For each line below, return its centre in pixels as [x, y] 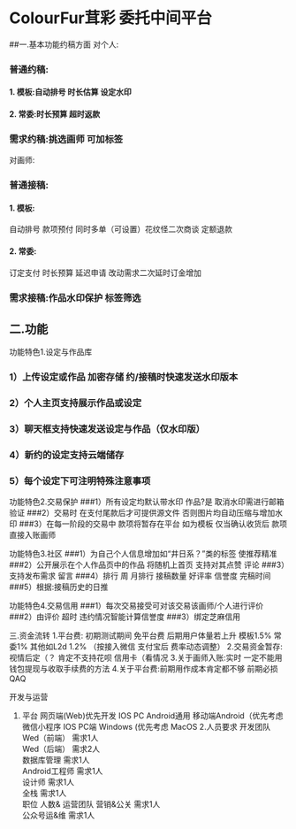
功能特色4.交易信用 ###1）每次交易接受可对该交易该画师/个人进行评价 [136, 606]
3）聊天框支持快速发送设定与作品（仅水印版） [107, 429]
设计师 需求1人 [48, 782]
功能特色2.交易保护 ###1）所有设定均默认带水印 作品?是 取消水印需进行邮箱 [147, 502]
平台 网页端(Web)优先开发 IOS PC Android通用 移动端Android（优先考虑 [152, 716]
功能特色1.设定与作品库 [51, 352]
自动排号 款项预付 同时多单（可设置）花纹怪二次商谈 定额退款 [121, 229]
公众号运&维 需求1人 [58, 816]
